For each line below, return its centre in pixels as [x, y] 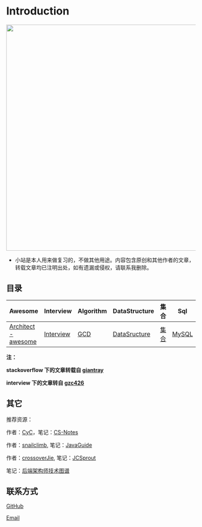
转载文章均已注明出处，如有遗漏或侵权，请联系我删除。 [83, 267]
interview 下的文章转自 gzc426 [45, 383]
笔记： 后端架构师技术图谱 [38, 470]
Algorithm [92, 311]
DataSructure [132, 334]
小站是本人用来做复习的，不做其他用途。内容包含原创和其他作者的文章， [104, 260]
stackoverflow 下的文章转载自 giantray [55, 370]
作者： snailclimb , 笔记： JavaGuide [49, 445]
